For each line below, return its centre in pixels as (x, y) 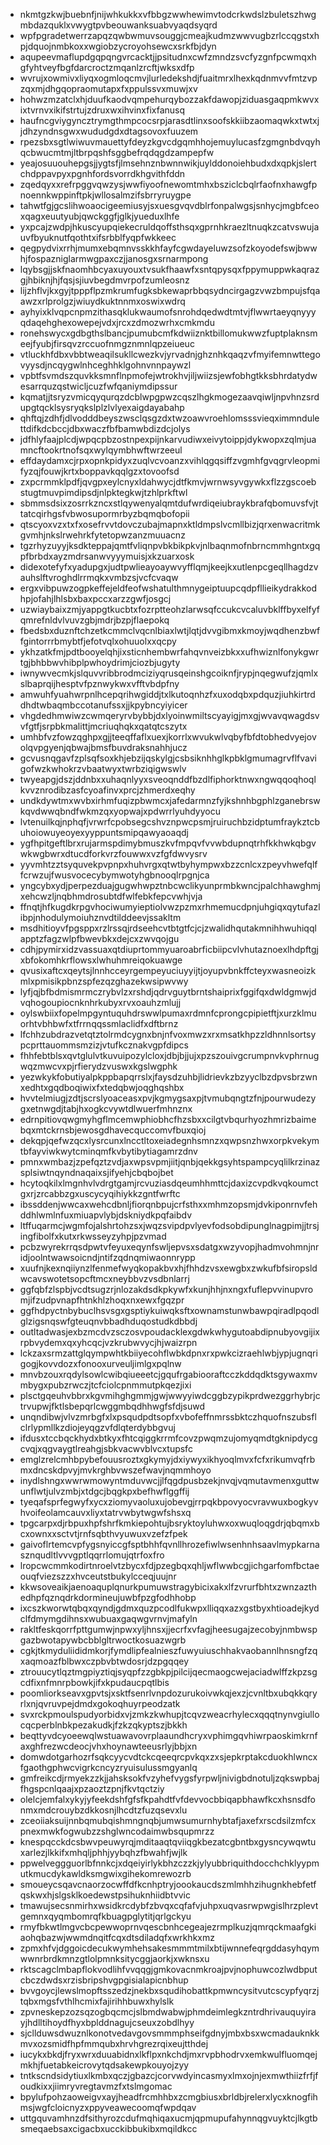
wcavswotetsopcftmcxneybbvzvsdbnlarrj (104, 1278)
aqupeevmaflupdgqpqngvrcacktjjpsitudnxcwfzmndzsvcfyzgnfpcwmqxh (168, 57)
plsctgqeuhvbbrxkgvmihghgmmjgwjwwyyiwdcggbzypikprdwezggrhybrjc (170, 1395)
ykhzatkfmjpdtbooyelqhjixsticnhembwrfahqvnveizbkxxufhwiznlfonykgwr (169, 652)
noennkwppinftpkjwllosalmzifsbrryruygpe (105, 195)
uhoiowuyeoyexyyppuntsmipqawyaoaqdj (104, 832)
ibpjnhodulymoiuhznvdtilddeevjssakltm (100, 917)
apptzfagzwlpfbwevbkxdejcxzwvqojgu (99, 938)
